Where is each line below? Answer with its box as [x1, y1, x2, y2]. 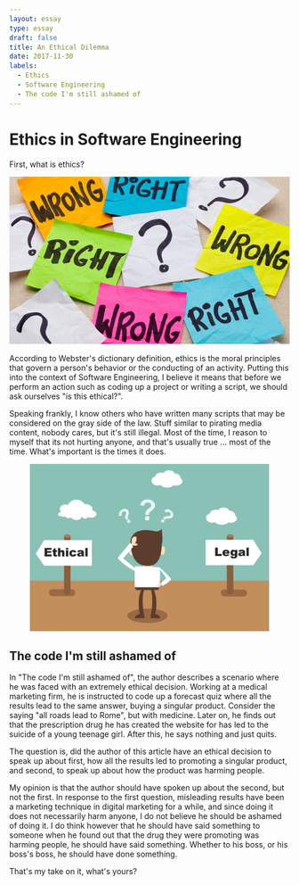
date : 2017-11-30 [9, 52, 74, 62]
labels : [9, 62, 38, 70]
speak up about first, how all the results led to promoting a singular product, [9, 756, 287, 766]
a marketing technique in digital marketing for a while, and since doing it [9, 801, 274, 812]
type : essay [9, 23, 53, 33]
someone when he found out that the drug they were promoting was [9, 830, 260, 840]
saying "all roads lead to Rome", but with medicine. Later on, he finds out [9, 710, 276, 721]
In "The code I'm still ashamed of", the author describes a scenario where [9, 672, 279, 682]
